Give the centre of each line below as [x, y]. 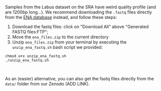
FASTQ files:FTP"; [30, 32]
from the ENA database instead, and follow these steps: [61, 17]
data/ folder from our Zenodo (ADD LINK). [48, 84]
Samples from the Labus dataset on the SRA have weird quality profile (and [80, 7]
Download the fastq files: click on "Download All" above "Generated [80, 27]
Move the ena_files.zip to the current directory [60, 37]
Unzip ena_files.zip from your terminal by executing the [69, 42]
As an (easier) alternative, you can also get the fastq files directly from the [80, 79]
